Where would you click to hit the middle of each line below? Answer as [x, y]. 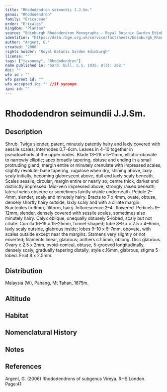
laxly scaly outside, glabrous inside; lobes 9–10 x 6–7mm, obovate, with [78, 229]
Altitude [18, 298]
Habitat [17, 316]
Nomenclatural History [41, 333]
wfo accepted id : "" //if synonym [41, 84]
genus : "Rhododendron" [29, 14]
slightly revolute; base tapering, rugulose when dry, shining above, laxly [79, 170]
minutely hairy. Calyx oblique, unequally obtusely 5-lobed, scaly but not [79, 218]
